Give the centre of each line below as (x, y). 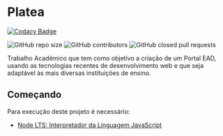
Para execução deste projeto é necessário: (69, 111)
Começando (34, 95)
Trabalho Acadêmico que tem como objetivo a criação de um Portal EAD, (112, 58)
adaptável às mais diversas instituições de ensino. (79, 73)
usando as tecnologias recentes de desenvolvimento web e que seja (106, 65)
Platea (26, 12)
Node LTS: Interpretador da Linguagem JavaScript (90, 125)
